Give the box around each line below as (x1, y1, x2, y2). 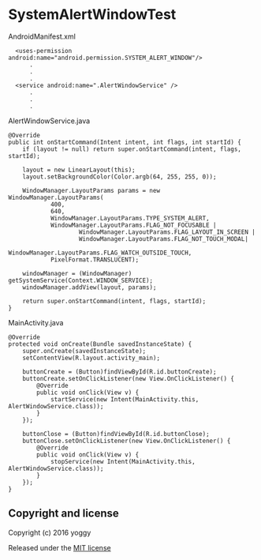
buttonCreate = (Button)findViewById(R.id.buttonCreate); (22, 367, 217, 376)
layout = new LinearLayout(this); (22, 166, 136, 174)
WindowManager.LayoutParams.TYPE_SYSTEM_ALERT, (50, 214, 211, 222)
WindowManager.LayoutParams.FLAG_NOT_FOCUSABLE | (50, 221, 217, 229)
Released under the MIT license (8, 543, 112, 552)
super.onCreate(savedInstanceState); (22, 347, 147, 355)
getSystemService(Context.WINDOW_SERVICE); (8, 276, 154, 284)
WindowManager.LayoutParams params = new (22, 186, 160, 194)
